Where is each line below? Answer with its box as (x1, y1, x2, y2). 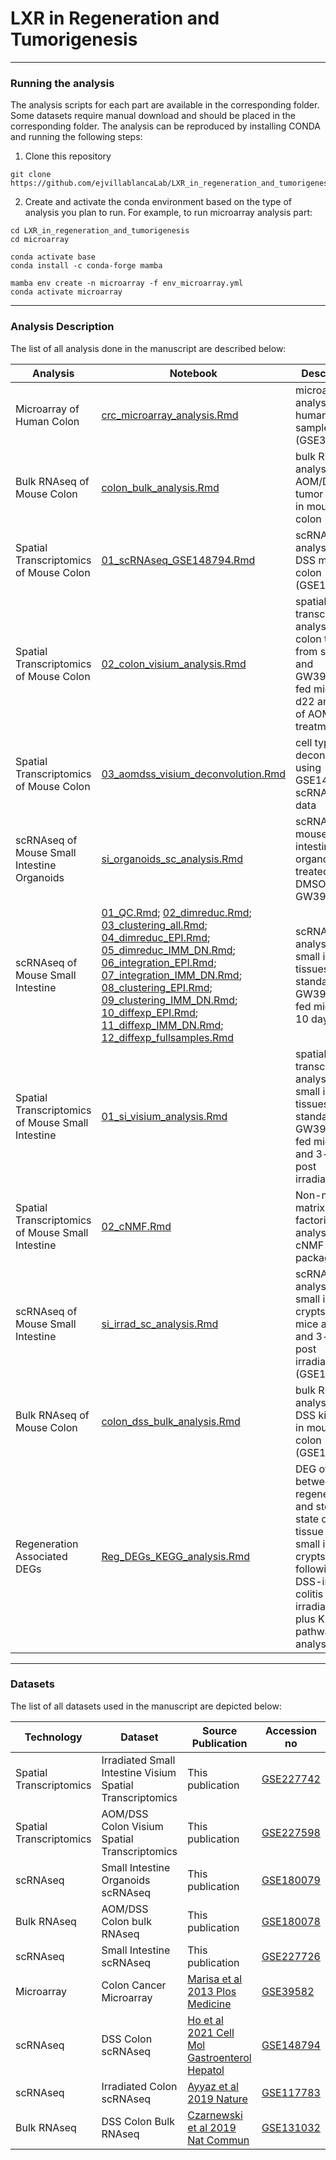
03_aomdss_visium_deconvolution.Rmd (101, 767, 287, 781)
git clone (10, 170, 52, 180)
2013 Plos (187, 1984, 237, 1998)
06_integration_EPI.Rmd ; (101, 955, 217, 969)
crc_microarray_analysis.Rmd (101, 408, 239, 422)
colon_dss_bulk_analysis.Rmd (101, 1414, 241, 1428)
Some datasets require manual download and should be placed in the (10, 110, 296, 122)
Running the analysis (10, 76, 115, 90)
